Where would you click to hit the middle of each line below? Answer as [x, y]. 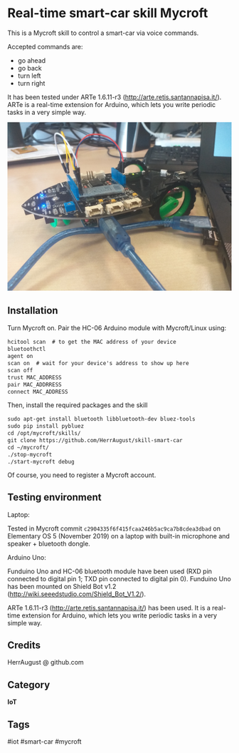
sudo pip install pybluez [46, 426]
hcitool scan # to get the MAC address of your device [92, 342]
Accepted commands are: [45, 46]
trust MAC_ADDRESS [34, 377]
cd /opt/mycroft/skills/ [44, 433]
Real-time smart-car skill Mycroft [108, 13]
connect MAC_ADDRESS [38, 391]
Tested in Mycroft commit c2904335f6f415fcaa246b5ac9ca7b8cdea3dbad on [114, 528]
